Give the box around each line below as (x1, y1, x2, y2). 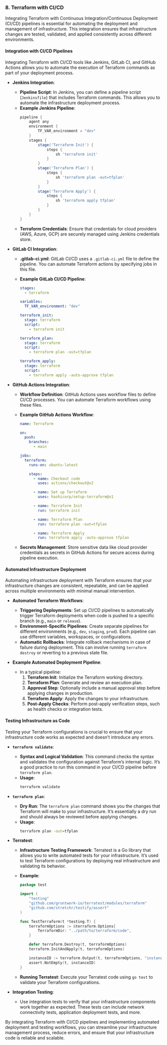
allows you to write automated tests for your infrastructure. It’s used (19, 852, 159, 858)
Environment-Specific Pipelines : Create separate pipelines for (19, 623, 149, 629)
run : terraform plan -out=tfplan (37, 522, 107, 526)
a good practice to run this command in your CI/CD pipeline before (19, 764, 157, 770)
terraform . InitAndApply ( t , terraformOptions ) (29, 947, 125, 952)
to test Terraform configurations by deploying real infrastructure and (19, 858, 160, 864)
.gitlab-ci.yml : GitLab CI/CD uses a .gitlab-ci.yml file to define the (19, 256, 160, 261)
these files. (19, 402, 43, 408)
